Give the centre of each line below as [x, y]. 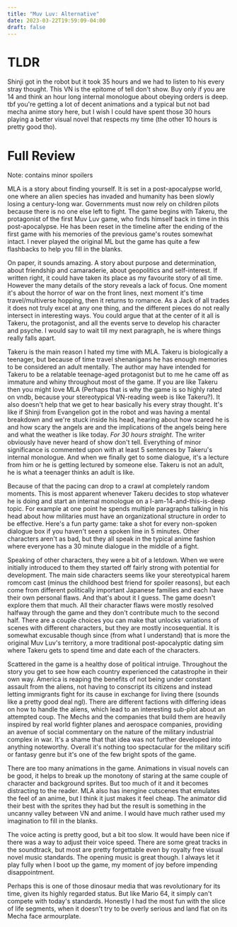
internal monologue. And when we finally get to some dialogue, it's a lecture [118, 457]
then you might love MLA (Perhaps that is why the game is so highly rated [115, 390]
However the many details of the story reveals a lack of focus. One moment [117, 286]
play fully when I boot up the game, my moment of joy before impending [112, 865]
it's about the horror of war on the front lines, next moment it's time [105, 293]
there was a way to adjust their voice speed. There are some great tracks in [117, 842]
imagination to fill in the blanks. [53, 821]
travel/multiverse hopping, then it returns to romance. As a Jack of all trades [118, 300]
